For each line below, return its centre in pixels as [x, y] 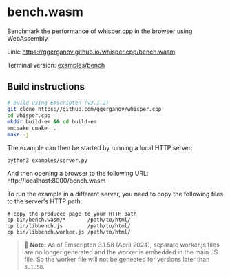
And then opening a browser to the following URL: [78, 173]
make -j [18, 135]
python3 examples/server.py [48, 161]
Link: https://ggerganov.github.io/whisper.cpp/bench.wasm [91, 52]
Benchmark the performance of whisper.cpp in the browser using [100, 31]
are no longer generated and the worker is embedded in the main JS [121, 252]
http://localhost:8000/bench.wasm [56, 181]
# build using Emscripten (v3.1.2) [58, 103]
